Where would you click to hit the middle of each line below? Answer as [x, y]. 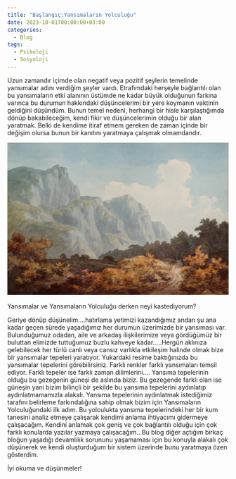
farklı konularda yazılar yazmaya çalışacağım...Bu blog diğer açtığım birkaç [115, 432]
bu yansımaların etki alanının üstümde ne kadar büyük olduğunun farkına [112, 95]
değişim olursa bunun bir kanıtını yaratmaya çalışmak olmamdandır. [104, 132]
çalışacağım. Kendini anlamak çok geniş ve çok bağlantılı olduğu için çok [112, 424]
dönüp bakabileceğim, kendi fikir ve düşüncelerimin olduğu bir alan [104, 118]
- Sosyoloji [31, 60]
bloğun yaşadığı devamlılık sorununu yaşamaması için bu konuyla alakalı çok [118, 440]
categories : [25, 30]
